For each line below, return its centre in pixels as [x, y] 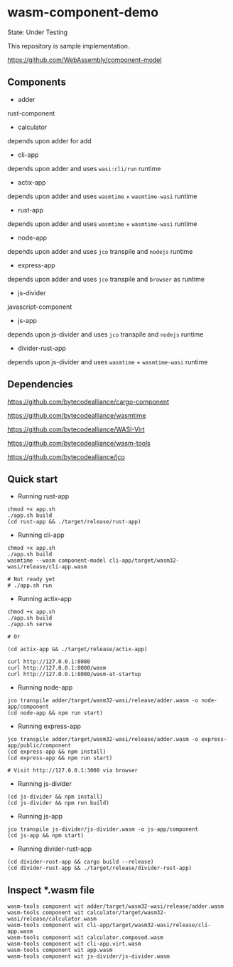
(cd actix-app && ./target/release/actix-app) [77, 650]
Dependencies [40, 385]
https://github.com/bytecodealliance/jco [66, 456]
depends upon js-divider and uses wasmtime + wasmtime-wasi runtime [108, 362]
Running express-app [49, 726]
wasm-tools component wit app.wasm [60, 950]
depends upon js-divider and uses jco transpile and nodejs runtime [105, 334]
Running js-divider [45, 784]
